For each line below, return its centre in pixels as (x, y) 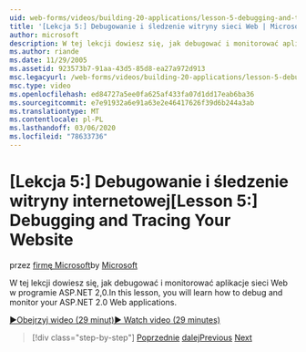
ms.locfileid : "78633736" (58, 137)
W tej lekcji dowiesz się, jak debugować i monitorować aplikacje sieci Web (149, 283)
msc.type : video (40, 86)
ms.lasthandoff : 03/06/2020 (63, 129)
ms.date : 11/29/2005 (49, 60)
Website (41, 240)
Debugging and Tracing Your (120, 221)
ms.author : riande (44, 52)
